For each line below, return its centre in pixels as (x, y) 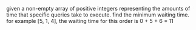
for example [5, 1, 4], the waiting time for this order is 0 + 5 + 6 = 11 (90, 21)
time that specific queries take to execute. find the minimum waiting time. (98, 15)
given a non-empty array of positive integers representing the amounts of (98, 9)
